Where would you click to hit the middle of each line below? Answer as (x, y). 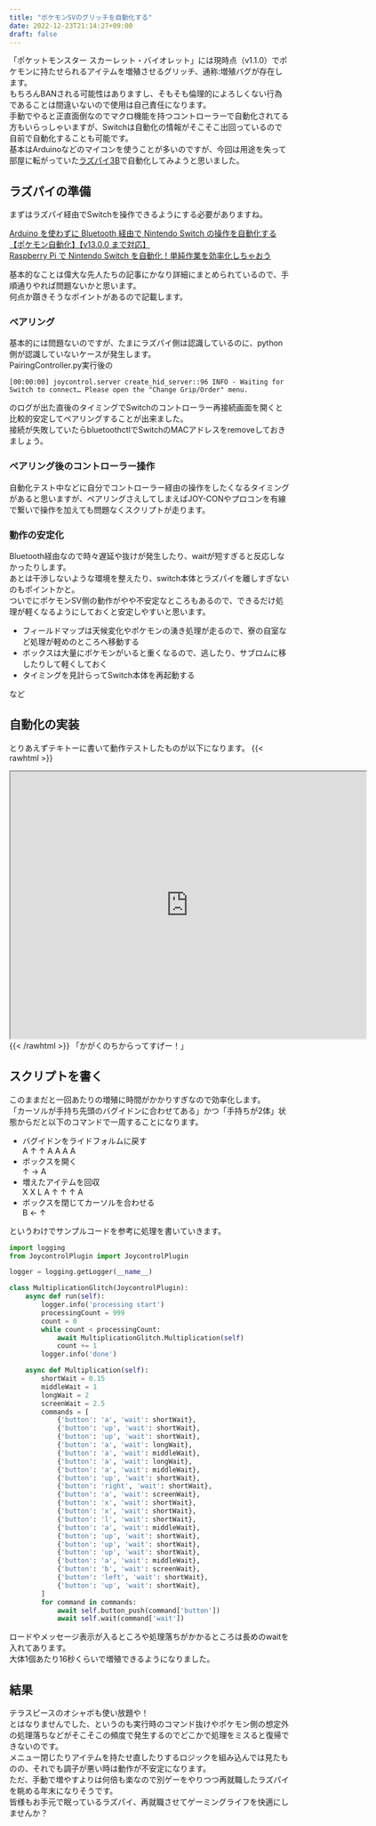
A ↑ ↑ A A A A (49, 1150)
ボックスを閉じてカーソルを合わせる (88, 1202)
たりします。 (48, 567)
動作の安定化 (37, 535)
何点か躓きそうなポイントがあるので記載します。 (99, 297)
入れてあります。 (40, 1648)
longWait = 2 (65, 1395)
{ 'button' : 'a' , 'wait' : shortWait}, (127, 1420)
